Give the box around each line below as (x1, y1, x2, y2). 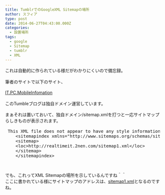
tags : (5, 35, 16, 40)
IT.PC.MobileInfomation (5, 89, 53, 96)
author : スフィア (5, 12, 38, 17)
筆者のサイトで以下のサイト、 (5, 79, 65, 85)
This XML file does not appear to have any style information (7, 128, 161, 134)
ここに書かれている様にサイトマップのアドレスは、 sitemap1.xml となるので (5, 178, 156, 184)
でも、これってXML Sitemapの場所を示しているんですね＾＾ (5, 172, 126, 178)
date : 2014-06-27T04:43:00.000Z (5, 21, 71, 26)
